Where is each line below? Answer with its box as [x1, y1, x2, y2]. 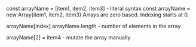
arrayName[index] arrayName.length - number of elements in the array [6, 23, 181, 29]
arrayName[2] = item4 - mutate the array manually [6, 34, 131, 41]
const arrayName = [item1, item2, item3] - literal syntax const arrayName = [6, 5, 191, 12]
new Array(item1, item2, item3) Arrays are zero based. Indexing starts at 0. [6, 11, 189, 18]
